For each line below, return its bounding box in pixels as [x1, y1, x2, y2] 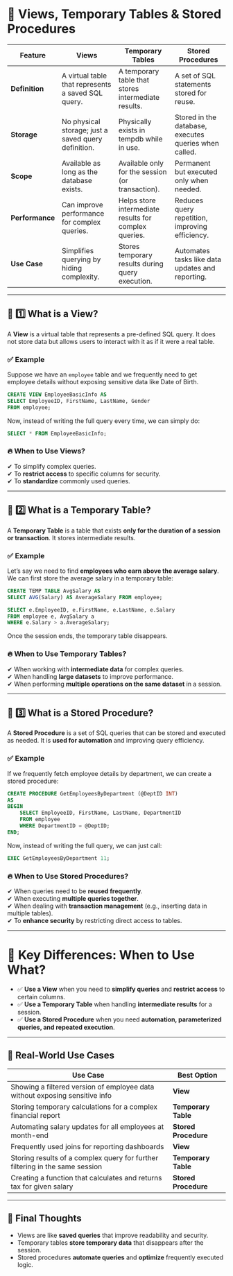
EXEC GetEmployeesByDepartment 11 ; [7, 854, 110, 862]
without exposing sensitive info [10, 1090, 112, 1100]
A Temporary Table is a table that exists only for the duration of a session [7, 526, 221, 535]
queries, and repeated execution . [17, 1023, 116, 1031]
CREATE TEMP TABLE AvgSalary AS [7, 587, 101, 594]
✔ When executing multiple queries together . [7, 895, 139, 903]
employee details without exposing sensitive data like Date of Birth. [7, 378, 199, 386]
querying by [61, 255, 101, 264]
